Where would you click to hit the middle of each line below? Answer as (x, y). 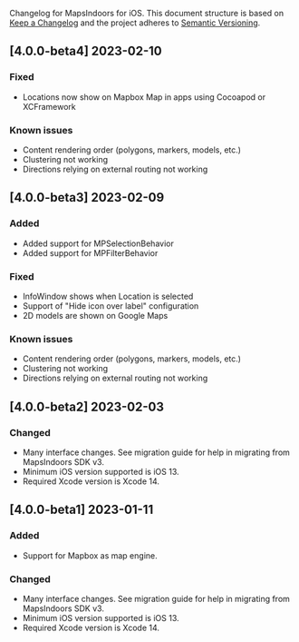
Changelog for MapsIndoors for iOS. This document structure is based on (146, 13)
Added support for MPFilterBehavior (90, 252)
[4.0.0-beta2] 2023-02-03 (87, 406)
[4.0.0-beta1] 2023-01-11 (82, 510)
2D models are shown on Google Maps (95, 315)
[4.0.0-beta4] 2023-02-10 (86, 51)
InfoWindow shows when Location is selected (108, 296)
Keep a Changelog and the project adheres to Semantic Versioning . (135, 23)
